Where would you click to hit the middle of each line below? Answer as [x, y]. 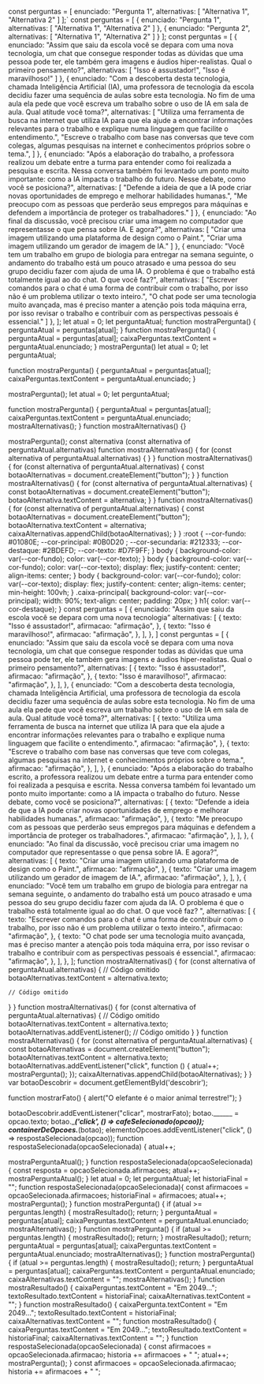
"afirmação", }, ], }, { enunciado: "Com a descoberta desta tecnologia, [121, 685]
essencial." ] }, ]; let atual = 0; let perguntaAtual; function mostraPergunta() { [132, 322]
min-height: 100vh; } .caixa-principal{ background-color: [100, 592]
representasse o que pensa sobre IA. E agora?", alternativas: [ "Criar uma [127, 229]
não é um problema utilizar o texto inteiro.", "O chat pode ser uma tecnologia [132, 296]
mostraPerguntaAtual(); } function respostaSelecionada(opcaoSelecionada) [131, 1162]
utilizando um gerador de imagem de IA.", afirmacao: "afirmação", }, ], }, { [127, 877]
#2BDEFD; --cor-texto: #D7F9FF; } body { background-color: [141, 550]
